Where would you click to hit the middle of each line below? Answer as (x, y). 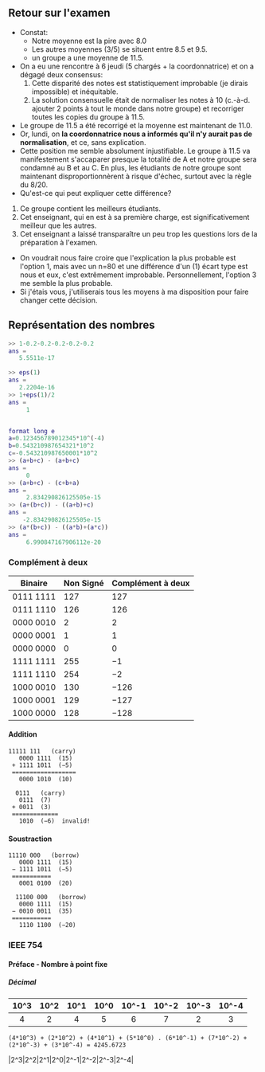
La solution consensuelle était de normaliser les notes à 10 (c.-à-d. (141, 100)
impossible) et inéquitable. (75, 92)
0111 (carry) (41, 793)
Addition (23, 734)
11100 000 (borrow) (51, 898)
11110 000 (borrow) (44, 855)
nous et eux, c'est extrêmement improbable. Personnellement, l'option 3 (138, 275)
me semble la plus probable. (66, 283)
